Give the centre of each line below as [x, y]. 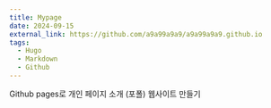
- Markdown [38, 59]
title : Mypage [36, 17]
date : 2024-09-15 [42, 26]
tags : [19, 42]
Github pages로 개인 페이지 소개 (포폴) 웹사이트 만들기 [105, 94]
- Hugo [30, 51]
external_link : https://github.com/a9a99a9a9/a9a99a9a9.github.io [136, 34]
